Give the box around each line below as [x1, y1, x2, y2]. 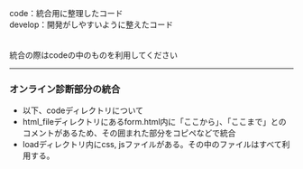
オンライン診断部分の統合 [9, 82, 121, 95]
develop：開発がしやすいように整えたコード [9, 19, 174, 30]
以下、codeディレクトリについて [22, 105, 144, 116]
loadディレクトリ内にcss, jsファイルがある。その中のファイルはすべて [22, 139, 282, 150]
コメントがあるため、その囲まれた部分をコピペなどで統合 [22, 127, 236, 138]
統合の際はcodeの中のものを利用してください [9, 50, 179, 61]
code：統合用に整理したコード [9, 8, 124, 18]
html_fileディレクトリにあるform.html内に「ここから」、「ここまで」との [22, 117, 287, 127]
